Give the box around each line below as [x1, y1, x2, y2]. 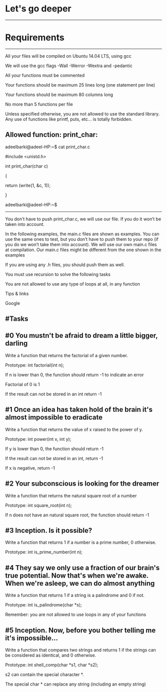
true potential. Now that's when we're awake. [5, 571, 149, 580]
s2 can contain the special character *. [5, 671, 84, 677]
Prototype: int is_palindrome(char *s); [5, 602, 82, 608]
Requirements [5, 32, 65, 43]
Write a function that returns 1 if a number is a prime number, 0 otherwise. [5, 539, 157, 545]
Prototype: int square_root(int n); [5, 502, 72, 508]
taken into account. [5, 221, 45, 227]
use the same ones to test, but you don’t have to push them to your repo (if [5, 236, 159, 242]
